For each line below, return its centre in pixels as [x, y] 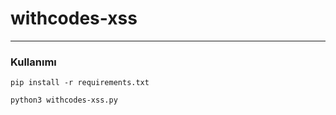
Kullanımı [33, 62]
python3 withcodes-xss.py [64, 100]
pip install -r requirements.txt [80, 83]
